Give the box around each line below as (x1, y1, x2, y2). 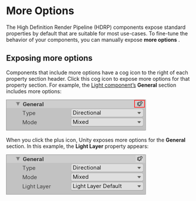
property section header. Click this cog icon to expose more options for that (6, 75, 190, 82)
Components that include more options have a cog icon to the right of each (6, 69, 188, 76)
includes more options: (6, 87, 62, 95)
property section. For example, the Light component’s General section (6, 81, 177, 88)
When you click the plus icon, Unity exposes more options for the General (6, 136, 186, 143)
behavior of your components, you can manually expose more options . (6, 36, 181, 43)
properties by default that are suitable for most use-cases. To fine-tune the (6, 29, 188, 37)
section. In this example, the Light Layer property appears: (6, 143, 149, 150)
